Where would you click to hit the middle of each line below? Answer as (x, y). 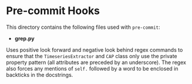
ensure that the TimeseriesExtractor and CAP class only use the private (92, 56)
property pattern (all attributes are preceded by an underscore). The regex (96, 62)
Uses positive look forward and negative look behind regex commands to (95, 50)
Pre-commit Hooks (53, 11)
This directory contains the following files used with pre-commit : (83, 27)
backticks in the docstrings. (40, 75)
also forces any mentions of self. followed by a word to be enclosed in (92, 68)
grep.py (24, 38)
